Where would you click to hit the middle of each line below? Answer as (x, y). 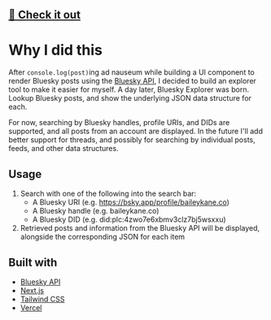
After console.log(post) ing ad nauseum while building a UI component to (131, 72)
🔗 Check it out (45, 15)
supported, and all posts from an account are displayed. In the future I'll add (135, 132)
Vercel (31, 307)
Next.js (32, 290)
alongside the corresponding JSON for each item (103, 237)
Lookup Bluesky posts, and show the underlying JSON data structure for (130, 98)
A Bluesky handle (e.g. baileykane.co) (96, 211)
